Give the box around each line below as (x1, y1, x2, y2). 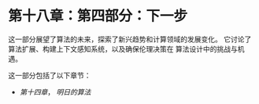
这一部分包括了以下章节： (8, 70, 91, 80)
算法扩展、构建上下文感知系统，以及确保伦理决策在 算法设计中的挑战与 (8, 44, 238, 53)
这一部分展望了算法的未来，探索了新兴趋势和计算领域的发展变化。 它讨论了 (8, 34, 252, 44)
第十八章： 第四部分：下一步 (8, 7, 188, 25)
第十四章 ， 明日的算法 (19, 87, 91, 96)
